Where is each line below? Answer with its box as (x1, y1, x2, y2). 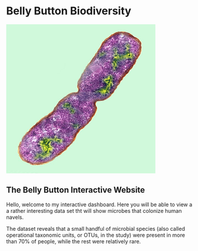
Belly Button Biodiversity (6, 4, 132, 18)
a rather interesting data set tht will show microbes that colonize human (6, 207, 182, 214)
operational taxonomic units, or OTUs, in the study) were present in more (6, 231, 185, 238)
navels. (6, 213, 24, 221)
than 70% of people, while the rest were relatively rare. (6, 237, 141, 245)
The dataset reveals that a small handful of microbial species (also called (6, 225, 185, 232)
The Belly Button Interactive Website (6, 185, 145, 195)
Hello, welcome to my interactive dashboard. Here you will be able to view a (6, 201, 193, 208)
